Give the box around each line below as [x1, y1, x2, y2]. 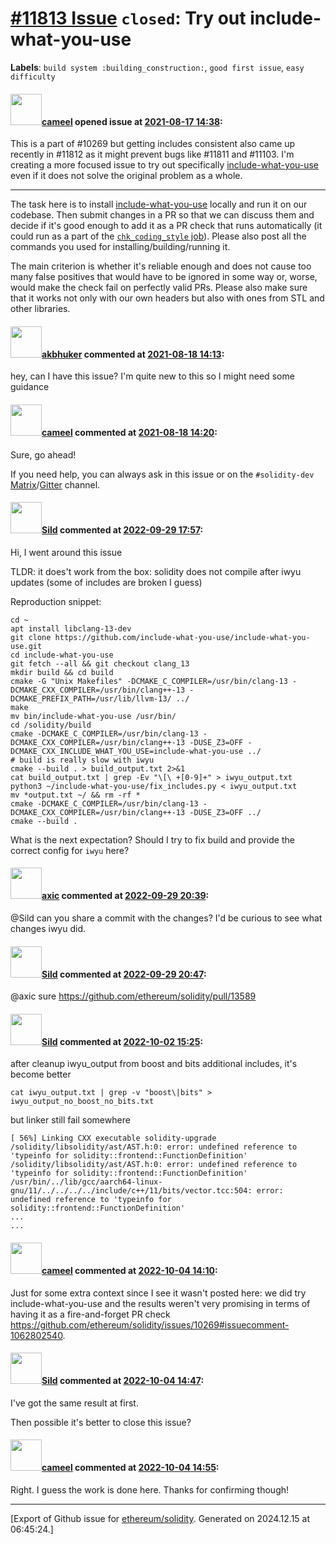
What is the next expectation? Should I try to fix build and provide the [10, 833, 295, 846]
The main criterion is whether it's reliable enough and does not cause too [10, 260, 312, 272]
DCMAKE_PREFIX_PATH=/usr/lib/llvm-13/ [10, 693, 172, 704]
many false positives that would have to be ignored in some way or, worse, [10, 271, 318, 283]
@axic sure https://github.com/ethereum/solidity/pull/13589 [10, 990, 257, 1002]
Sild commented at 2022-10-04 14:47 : [41, 1375, 205, 1387]
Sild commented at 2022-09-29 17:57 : [41, 524, 204, 536]
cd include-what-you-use [10, 650, 114, 660]
